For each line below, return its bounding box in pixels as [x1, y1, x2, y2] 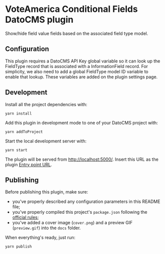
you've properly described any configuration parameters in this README [12, 198, 161, 204]
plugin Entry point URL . [5, 161, 52, 167]
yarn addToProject [5, 129, 43, 134]
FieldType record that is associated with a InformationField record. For [5, 63, 148, 69]
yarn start [5, 147, 28, 152]
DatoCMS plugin [5, 14, 74, 25]
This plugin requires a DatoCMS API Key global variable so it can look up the [5, 58, 161, 64]
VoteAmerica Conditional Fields [5, 3, 138, 15]
